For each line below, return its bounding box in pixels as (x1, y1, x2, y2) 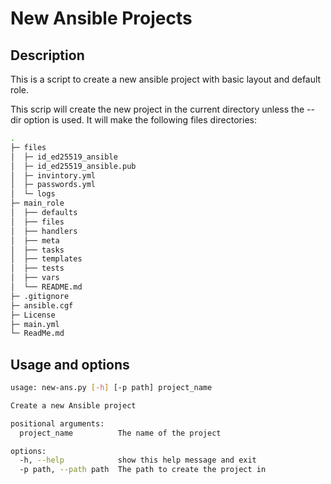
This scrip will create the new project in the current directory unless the (10, 103, 305, 115)
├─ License (10, 310, 56, 320)
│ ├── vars (10, 273, 60, 283)
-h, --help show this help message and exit (19, 455, 257, 466)
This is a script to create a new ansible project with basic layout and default (10, 73, 322, 85)
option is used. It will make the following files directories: (23, 114, 257, 126)
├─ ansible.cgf (10, 300, 74, 311)
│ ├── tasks (10, 245, 65, 255)
